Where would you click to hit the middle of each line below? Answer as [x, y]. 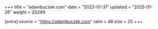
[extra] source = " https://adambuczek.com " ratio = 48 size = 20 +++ [74, 22]
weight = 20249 [29, 12]
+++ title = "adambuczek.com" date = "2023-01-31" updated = [68, 7]
